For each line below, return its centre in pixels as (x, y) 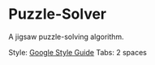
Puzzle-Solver (58, 14)
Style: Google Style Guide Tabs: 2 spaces (78, 52)
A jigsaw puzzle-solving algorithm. (66, 37)
